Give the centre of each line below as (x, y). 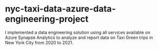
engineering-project (47, 19)
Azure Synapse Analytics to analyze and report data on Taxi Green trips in (79, 37)
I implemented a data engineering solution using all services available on (78, 32)
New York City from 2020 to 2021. (39, 42)
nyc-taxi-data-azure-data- (60, 9)
